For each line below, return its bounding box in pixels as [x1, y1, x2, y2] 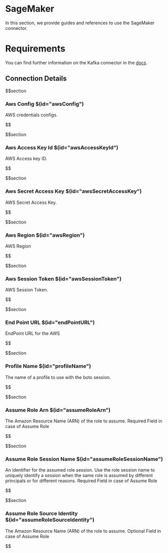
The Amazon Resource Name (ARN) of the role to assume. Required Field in [5, 418, 162, 424]
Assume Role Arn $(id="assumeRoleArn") [5, 406, 111, 413]
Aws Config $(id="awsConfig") [5, 100, 84, 107]
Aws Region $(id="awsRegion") [5, 231, 85, 238]
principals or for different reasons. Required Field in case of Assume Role [5, 478, 157, 484]
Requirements [5, 43, 66, 55]
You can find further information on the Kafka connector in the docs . [5, 59, 148, 66]
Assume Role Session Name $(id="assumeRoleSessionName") [5, 455, 163, 462]
